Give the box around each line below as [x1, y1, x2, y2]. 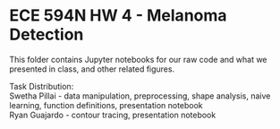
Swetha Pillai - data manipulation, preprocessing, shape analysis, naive [9, 90, 271, 101]
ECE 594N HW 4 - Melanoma [9, 5, 227, 26]
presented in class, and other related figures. [9, 64, 175, 74]
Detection [9, 24, 84, 45]
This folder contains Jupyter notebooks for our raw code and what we [9, 54, 267, 64]
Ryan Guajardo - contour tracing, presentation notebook [9, 109, 216, 120]
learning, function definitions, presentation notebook [9, 99, 203, 110]
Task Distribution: [9, 81, 74, 91]
